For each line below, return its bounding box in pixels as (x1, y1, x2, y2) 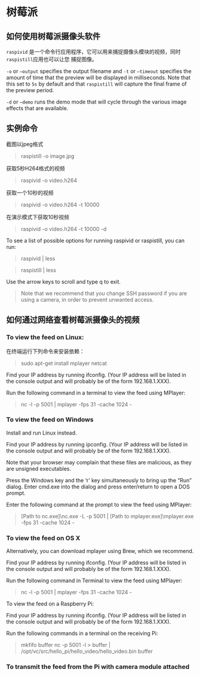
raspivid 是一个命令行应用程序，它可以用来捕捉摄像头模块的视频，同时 (6, 48, 181, 55)
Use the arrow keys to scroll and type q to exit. (6, 278, 121, 285)
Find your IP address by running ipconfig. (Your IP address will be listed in (6, 440, 188, 448)
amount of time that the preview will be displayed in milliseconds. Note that (6, 74, 191, 81)
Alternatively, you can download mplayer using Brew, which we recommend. (6, 548, 194, 555)
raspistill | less (20, 266, 57, 273)
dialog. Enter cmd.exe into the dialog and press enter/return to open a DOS (6, 483, 190, 490)
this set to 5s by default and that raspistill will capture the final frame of (6, 80, 187, 87)
